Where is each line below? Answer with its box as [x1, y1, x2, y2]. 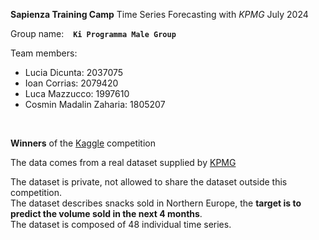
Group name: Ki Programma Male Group [10, 28, 177, 39]
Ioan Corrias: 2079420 [24, 77, 119, 89]
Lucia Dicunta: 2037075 [24, 67, 124, 78]
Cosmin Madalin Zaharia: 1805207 [24, 99, 166, 110]
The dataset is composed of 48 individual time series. [10, 219, 232, 230]
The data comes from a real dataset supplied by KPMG [10, 157, 237, 168]
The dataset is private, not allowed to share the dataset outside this [10, 176, 288, 188]
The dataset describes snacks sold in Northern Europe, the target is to [10, 197, 302, 209]
